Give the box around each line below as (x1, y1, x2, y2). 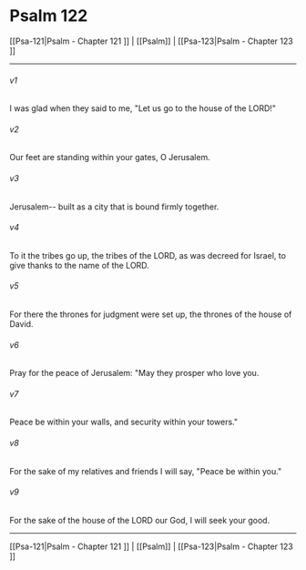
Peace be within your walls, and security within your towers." (9, 416, 239, 428)
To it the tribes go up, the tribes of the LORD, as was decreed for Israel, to (9, 249, 287, 260)
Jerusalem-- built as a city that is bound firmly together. (9, 201, 219, 212)
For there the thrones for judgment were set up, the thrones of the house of (9, 309, 292, 320)
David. (9, 318, 34, 329)
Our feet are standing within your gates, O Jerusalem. (9, 152, 211, 163)
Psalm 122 (9, 5, 88, 26)
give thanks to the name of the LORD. (9, 260, 150, 270)
